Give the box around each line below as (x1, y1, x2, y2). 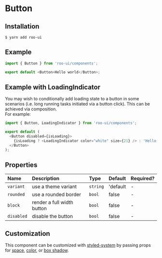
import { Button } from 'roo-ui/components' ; (5, 61, 98, 66)
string (89, 184, 104, 189)
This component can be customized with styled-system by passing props (5, 243, 151, 248)
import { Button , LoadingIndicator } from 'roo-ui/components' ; (5, 121, 137, 126)
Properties (5, 161, 38, 169)
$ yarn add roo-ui (5, 35, 42, 40)
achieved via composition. (5, 106, 57, 112)
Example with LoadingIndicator (5, 83, 100, 91)
